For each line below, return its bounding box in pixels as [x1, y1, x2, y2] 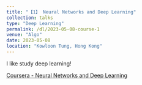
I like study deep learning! [6, 59, 72, 67]
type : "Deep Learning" [6, 20, 64, 26]
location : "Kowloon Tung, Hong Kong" [6, 43, 103, 50]
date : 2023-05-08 [6, 37, 51, 43]
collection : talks [6, 15, 53, 21]
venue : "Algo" [6, 32, 43, 38]
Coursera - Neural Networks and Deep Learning [6, 72, 127, 79]
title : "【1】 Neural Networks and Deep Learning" [6, 9, 136, 15]
